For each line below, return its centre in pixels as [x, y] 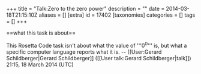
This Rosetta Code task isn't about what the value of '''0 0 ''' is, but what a [97, 45]
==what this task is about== [41, 33]
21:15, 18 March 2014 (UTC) [40, 64]
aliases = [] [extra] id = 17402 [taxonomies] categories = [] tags [117, 15]
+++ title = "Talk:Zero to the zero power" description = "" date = [85, 9]
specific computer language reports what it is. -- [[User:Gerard [84, 52]
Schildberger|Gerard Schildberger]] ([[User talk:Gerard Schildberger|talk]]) [99, 58]
